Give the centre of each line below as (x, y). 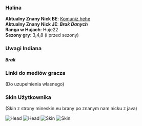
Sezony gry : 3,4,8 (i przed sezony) (42, 35)
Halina (14, 8)
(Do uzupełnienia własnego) (35, 84)
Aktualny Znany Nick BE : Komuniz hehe (48, 19)
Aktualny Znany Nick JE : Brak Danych (47, 24)
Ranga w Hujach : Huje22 (32, 30)
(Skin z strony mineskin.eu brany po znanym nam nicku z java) (71, 109)
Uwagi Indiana (24, 49)
